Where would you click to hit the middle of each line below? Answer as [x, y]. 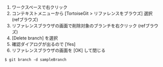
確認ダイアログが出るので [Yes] [44, 44]
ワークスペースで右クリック [39, 7]
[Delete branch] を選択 [35, 38]
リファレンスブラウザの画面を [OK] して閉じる [59, 50]
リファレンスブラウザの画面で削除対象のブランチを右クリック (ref [79, 26]
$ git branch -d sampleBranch [36, 60]
